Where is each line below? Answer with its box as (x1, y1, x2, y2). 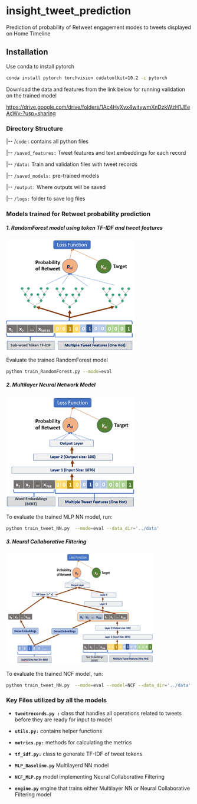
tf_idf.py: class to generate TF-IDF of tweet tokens (14, 750, 143, 757)
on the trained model (6, 92, 57, 99)
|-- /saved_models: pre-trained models (6, 172, 100, 179)
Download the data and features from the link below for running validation (6, 86, 186, 93)
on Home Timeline (6, 30, 51, 37)
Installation (6, 47, 48, 57)
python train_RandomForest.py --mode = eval (6, 368, 112, 375)
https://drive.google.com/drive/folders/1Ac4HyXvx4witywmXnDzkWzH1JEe (6, 103, 191, 110)
